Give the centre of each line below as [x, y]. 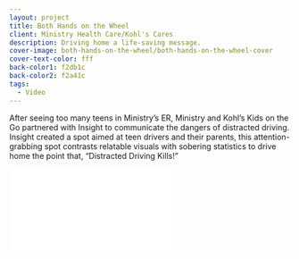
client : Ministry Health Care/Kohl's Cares [91, 34]
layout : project [39, 17]
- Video [32, 92]
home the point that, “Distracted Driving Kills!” [94, 155]
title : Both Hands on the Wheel [69, 26]
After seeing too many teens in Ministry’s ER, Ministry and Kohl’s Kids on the [149, 118]
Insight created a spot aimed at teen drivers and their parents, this [131, 137]
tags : [19, 84]
